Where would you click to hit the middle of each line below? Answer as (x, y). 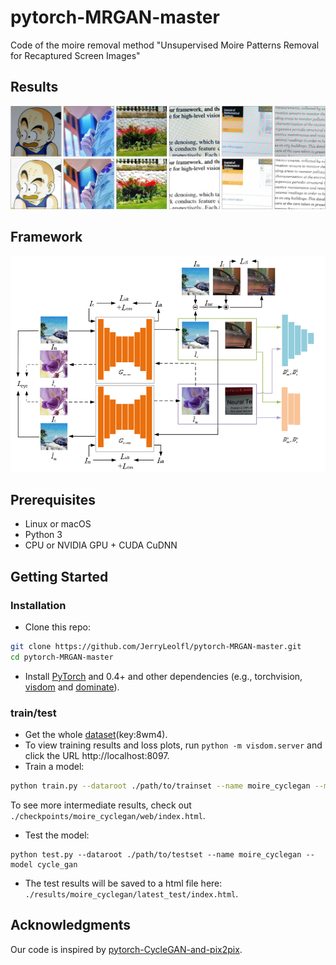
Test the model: (57, 835)
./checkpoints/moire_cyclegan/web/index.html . (108, 815)
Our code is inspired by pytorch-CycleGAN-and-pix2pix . (126, 949)
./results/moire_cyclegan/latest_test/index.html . (131, 893)
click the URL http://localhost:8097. (97, 756)
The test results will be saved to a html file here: (123, 883)
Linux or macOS (58, 524)
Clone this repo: (57, 627)
